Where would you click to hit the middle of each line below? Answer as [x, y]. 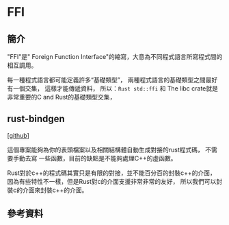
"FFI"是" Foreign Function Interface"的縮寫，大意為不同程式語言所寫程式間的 [115, 57]
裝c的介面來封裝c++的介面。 [48, 190]
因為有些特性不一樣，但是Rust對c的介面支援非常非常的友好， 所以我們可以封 [115, 181]
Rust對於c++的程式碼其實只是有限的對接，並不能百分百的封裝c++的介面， [112, 173]
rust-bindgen [36, 119]
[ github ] [18, 135]
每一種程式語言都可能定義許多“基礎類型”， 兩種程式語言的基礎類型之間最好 [112, 80]
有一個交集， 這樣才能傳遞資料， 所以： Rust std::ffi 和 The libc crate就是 [113, 88]
